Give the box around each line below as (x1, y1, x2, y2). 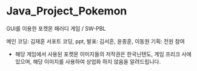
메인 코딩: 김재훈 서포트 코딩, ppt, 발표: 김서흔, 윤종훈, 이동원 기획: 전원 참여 (6, 37, 185, 45)
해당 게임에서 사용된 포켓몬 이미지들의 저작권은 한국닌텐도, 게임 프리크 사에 (15, 50, 192, 58)
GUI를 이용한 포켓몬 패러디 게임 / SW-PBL (6, 25, 106, 32)
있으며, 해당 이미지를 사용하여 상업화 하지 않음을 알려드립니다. (15, 58, 161, 65)
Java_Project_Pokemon (6, 4, 127, 18)
